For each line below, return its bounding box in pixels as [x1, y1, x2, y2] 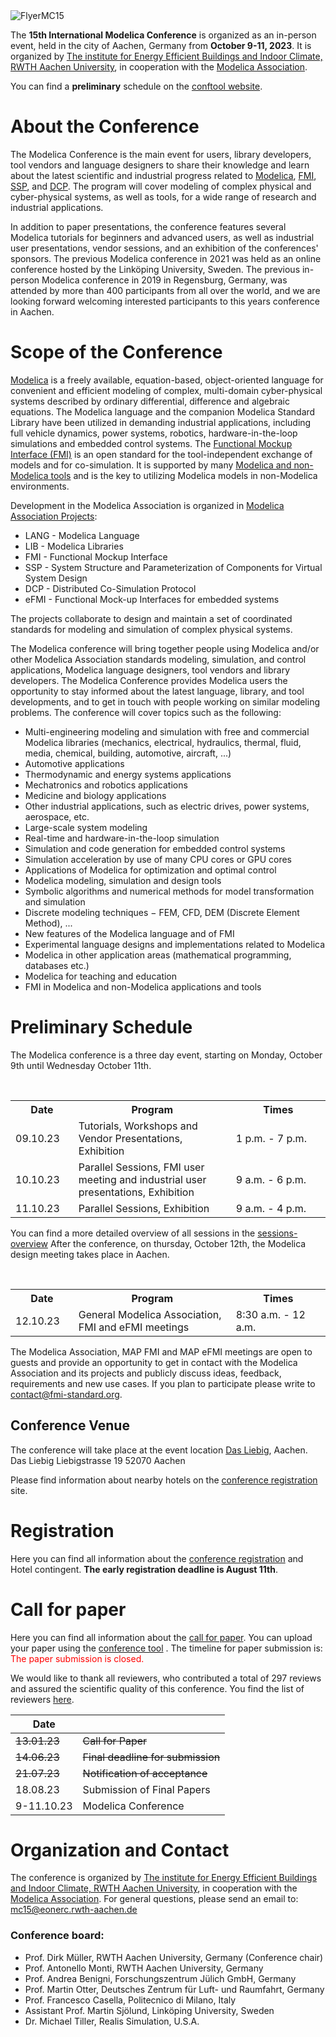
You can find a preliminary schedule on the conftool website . [10, 80, 263, 92]
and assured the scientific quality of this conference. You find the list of [10, 1682, 305, 1694]
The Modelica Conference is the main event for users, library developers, [10, 148, 312, 160]
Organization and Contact [10, 1839, 230, 1861]
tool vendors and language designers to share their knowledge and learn [10, 159, 310, 171]
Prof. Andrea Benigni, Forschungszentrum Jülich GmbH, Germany [24, 1972, 297, 1984]
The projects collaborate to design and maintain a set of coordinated [10, 612, 293, 624]
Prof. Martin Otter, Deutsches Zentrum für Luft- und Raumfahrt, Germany [24, 1983, 325, 1995]
